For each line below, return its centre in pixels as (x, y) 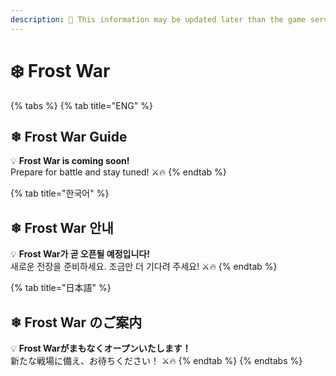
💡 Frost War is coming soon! (70, 161)
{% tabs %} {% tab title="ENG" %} (81, 105)
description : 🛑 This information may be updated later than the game (158, 19)
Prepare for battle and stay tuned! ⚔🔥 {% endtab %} (118, 172)
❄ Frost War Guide (69, 136)
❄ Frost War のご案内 (76, 322)
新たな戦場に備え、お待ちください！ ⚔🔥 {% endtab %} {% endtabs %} (156, 360)
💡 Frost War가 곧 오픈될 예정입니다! (80, 254)
